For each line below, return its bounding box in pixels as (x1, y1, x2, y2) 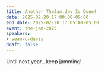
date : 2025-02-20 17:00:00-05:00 (6, 14, 89, 20)
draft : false (6, 42, 39, 48)
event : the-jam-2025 (6, 25, 58, 31)
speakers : (6, 31, 31, 37)
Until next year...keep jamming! (6, 57, 82, 65)
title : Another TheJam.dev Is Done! (6, 8, 97, 15)
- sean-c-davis (6, 36, 44, 42)
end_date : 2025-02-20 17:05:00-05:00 (6, 20, 100, 25)
